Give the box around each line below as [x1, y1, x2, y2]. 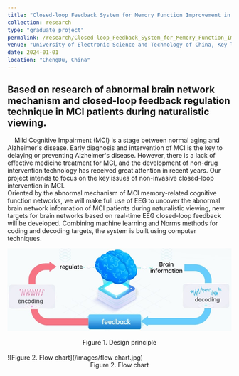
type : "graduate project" [7, 26, 84, 33]
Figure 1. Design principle [82, 338, 157, 346]
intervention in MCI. [7, 181, 65, 190]
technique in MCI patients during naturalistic [7, 106, 210, 118]
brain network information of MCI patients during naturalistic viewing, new [7, 203, 225, 213]
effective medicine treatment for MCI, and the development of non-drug [7, 159, 218, 167]
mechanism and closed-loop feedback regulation [7, 95, 230, 107]
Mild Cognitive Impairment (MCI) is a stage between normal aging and [14, 136, 220, 144]
